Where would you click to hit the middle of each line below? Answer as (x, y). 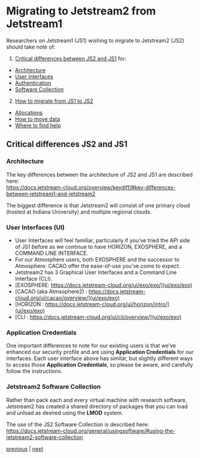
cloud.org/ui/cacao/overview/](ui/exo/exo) (67, 298)
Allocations (29, 112)
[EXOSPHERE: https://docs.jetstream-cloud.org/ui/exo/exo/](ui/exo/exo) (104, 285)
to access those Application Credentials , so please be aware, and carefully (100, 365)
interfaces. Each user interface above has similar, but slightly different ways (100, 358)
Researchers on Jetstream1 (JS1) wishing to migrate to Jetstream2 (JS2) (95, 40)
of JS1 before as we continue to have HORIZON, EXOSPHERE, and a (99, 246)
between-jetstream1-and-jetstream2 (51, 194)
